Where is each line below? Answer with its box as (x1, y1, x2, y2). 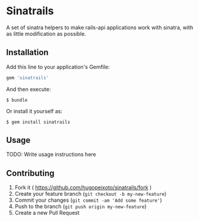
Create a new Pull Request (14, 210, 80, 217)
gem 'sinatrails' (6, 74, 49, 81)
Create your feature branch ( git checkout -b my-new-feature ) (14, 190, 167, 198)
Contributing (6, 168, 55, 178)
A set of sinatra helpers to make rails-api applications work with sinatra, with (6, 24, 194, 31)
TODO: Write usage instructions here (6, 151, 96, 158)
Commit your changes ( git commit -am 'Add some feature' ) (14, 196, 162, 204)
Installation (6, 48, 49, 58)
